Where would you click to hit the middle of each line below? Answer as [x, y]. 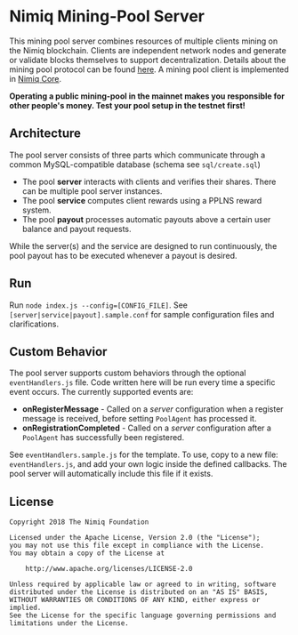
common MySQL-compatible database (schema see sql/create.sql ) [135, 164]
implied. [25, 608]
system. [36, 210]
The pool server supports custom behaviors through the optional [128, 373]
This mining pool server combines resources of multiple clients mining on [144, 41]
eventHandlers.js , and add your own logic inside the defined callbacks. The [148, 464]
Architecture [45, 134]
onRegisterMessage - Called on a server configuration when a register [153, 409]
